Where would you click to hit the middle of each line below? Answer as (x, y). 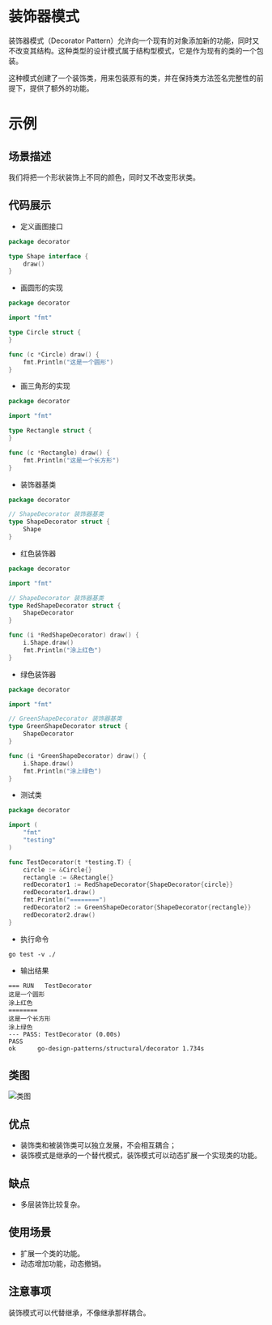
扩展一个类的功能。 (52, 1253)
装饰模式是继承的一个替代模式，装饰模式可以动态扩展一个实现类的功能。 (140, 1156)
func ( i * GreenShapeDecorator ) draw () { (78, 756)
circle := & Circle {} (57, 870)
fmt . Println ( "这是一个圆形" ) (68, 362)
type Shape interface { (49, 256)
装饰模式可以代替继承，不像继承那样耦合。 (79, 1312)
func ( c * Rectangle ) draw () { (59, 453)
